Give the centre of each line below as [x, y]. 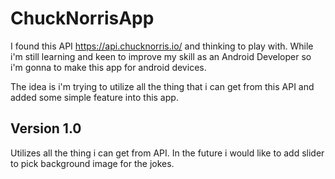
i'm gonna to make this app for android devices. [108, 67]
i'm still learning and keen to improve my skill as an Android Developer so [161, 56]
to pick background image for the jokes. [92, 163]
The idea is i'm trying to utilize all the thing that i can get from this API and [162, 86]
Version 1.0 [46, 128]
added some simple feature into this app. [94, 97]
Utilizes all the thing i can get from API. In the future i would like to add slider [167, 153]
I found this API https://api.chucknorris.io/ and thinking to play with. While [162, 46]
